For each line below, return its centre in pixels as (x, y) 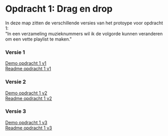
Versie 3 (16, 111)
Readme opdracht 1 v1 (28, 69)
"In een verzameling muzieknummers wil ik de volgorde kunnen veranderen (84, 33)
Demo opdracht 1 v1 (26, 63)
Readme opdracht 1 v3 (29, 128)
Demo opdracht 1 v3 (26, 122)
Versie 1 (15, 52)
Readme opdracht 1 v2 (29, 98)
